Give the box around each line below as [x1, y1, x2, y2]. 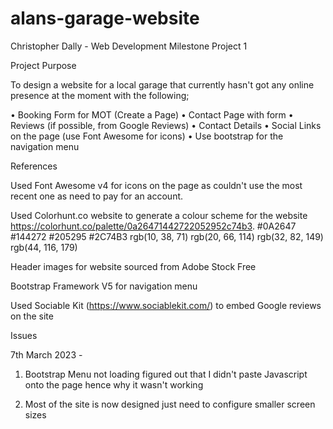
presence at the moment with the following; [10, 89, 190, 101]
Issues [10, 329, 38, 341]
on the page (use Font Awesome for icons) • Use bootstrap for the [10, 130, 284, 142]
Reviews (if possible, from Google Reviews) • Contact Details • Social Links [10, 119, 322, 131]
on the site [10, 310, 54, 322]
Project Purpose [10, 59, 77, 71]
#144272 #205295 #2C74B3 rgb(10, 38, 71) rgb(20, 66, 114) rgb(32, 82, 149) [10, 230, 324, 242]
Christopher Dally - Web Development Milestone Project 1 [10, 40, 248, 52]
